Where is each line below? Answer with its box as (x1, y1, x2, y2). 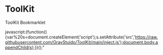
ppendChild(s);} (5, 44, 37, 50)
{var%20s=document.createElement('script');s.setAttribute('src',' (5, 34, 135, 40)
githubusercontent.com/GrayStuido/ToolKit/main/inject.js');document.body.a (5, 39, 158, 45)
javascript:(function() (5, 29, 47, 35)
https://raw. (135, 34, 158, 40)
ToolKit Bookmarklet (5, 19, 46, 25)
